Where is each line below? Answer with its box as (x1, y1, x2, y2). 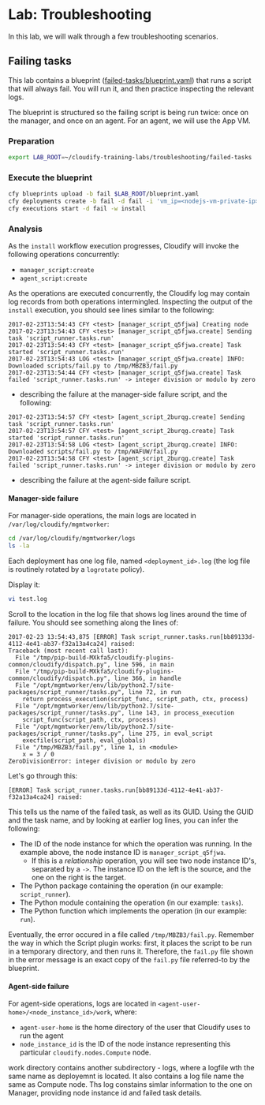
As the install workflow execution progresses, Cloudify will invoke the (8, 241, 239, 251)
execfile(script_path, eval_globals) (22, 736, 147, 745)
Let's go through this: (8, 771, 78, 780)
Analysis (8, 223, 43, 234)
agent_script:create (19, 274, 88, 283)
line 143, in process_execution (128, 708, 235, 717)
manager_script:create (19, 267, 95, 274)
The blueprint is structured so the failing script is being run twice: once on (8, 107, 249, 117)
